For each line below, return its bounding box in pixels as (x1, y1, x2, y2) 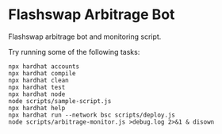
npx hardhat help (8, 104, 66, 112)
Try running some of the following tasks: (8, 47, 140, 56)
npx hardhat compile (8, 69, 77, 77)
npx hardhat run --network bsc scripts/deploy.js (8, 111, 176, 119)
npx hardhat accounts (8, 62, 80, 71)
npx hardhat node (8, 90, 66, 98)
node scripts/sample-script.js (8, 97, 112, 105)
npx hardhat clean (8, 76, 69, 84)
